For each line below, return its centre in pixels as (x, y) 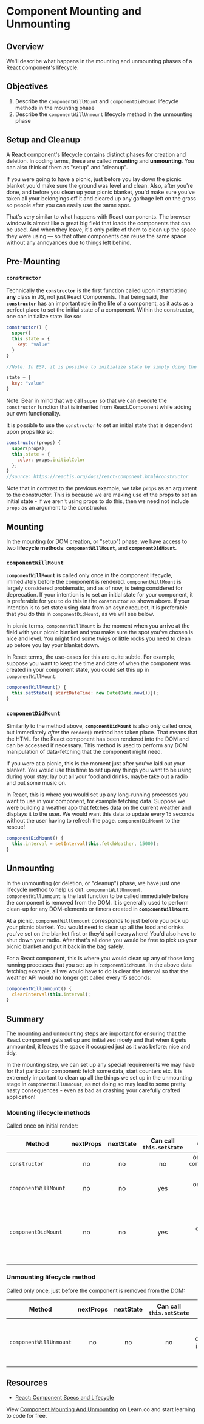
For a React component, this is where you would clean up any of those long (100, 958)
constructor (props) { (34, 443)
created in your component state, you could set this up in (78, 670)
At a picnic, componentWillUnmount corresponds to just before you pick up (98, 920)
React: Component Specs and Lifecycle (64, 1397)
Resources (27, 1383)
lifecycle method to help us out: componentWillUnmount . (74, 889)
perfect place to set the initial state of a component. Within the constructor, (100, 310)
